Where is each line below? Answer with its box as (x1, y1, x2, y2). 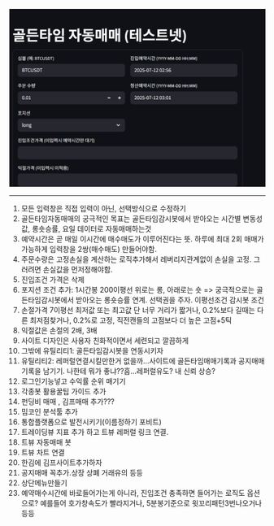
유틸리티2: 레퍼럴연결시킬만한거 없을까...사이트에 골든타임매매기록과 (20, 355, 237, 366)
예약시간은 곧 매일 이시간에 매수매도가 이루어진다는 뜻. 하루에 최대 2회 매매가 (20, 233, 264, 244)
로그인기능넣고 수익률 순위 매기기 (20, 376, 126, 386)
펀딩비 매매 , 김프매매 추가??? (20, 396, 115, 406)
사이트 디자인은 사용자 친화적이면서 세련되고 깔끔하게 (20, 335, 189, 346)
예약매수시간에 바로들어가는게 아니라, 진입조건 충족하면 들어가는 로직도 (20, 488, 246, 498)
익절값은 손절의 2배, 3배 (20, 325, 98, 335)
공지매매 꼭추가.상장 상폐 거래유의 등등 (20, 467, 143, 477)
